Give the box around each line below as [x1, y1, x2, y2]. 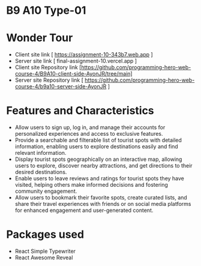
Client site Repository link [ [14, 64, 82, 71]
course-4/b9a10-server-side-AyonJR [14, 83, 107, 90]
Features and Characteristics [6, 104, 154, 118]
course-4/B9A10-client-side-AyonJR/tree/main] [14, 70, 133, 77]
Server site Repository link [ [14, 76, 84, 84]
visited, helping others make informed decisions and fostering [14, 181, 168, 189]
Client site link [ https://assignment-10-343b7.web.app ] [14, 51, 153, 58]
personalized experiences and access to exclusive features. [14, 130, 163, 138]
